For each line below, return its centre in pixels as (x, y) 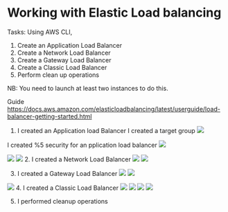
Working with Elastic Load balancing (114, 13)
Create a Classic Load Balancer (62, 67)
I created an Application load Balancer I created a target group (106, 130)
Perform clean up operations (58, 75)
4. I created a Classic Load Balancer (67, 188)
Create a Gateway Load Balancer (64, 60)
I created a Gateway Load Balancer (67, 173)
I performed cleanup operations (63, 201)
